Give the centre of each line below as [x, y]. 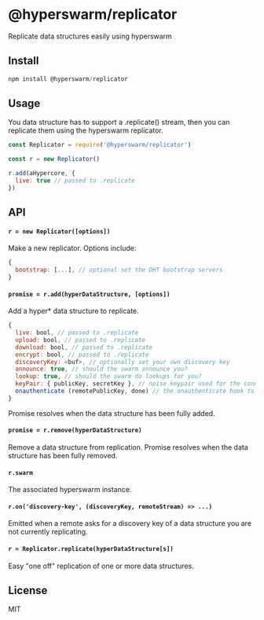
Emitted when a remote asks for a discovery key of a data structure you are [130, 523]
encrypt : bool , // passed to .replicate [82, 355]
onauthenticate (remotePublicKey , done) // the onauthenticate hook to [135, 391]
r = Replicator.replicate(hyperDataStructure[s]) [91, 549]
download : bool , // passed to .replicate [84, 347]
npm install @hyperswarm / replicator [68, 79]
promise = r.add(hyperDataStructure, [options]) [89, 294]
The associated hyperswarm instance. [70, 490]
